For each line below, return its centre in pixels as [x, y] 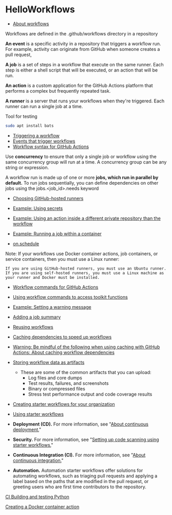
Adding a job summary [37, 317]
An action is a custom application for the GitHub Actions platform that [79, 85]
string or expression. [27, 167]
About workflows [31, 24]
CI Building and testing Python [37, 496]
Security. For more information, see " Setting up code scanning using [86, 439]
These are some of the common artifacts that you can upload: [86, 372]
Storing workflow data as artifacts [49, 362]
